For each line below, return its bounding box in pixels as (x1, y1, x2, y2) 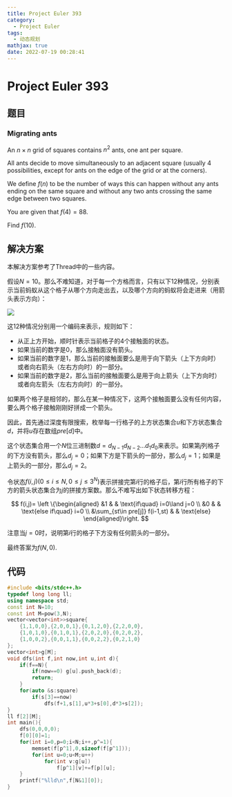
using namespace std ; (7, 597, 70, 604)
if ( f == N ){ (19, 662, 48, 668)
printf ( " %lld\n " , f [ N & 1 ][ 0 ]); (19, 777, 104, 785)
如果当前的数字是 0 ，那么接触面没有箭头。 (17, 346, 137, 354)
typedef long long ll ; (7, 590, 72, 598)
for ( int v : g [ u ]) (43, 758, 91, 765)
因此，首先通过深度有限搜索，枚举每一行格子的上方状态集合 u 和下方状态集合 (7, 418, 223, 426)
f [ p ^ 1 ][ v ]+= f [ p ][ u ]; (56, 765, 116, 771)
